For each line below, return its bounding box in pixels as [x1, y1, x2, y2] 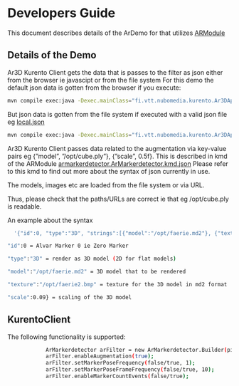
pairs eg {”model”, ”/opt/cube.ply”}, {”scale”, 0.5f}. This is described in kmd [7, 152, 228, 160]
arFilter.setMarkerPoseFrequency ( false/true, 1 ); [45, 360, 196, 367]
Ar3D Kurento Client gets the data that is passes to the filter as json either [7, 68, 223, 76]
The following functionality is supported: [7, 333, 126, 341]
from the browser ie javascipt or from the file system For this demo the [7, 75, 214, 84]
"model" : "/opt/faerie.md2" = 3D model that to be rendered [7, 268, 186, 276]
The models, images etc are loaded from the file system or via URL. [7, 180, 205, 189]
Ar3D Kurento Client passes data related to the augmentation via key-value [7, 144, 227, 152]
